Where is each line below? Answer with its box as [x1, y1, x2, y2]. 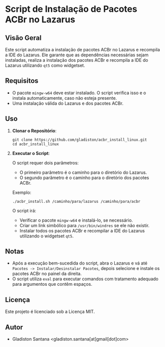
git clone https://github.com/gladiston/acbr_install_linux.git [12, 137, 147, 142]
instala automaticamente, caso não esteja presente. [12, 95, 117, 101]
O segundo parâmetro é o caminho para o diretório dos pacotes [19, 174, 149, 181]
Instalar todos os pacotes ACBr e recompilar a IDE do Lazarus [19, 228, 145, 233]
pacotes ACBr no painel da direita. [12, 270, 82, 277]
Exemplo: [12, 189, 32, 195]
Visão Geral [5, 34, 42, 42]
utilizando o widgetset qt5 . [19, 233, 74, 239]
